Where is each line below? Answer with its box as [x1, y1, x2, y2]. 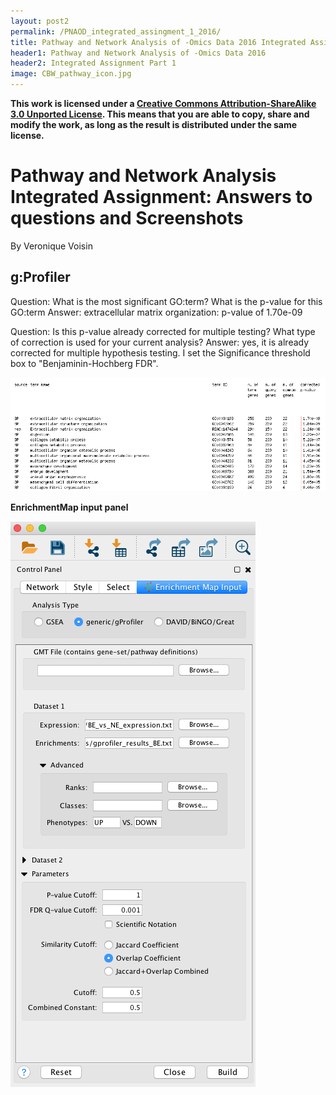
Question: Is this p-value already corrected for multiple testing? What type [10, 325, 316, 337]
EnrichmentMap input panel [10, 501, 129, 513]
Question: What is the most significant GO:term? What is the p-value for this [10, 295, 323, 307]
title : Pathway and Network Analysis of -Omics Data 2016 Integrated [10, 37, 307, 47]
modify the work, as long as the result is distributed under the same [10, 119, 298, 130]
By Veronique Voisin [10, 240, 93, 252]
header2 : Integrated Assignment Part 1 [10, 58, 177, 69]
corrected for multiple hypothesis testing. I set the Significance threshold [10, 346, 311, 359]
